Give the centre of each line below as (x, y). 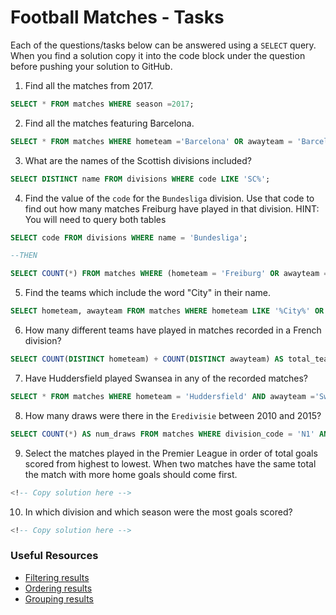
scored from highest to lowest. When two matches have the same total (170, 463)
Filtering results (57, 577)
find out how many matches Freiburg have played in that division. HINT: (172, 208)
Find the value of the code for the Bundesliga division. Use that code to (169, 198)
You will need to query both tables (95, 219)
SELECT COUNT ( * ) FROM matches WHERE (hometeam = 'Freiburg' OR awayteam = (169, 274)
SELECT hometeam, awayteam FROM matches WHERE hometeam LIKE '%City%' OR (167, 311)
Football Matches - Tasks (117, 17)
